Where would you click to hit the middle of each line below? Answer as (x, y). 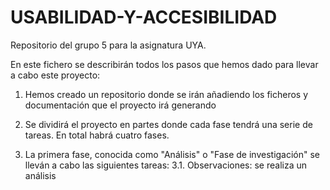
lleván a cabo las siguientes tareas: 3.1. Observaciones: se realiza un (166, 165)
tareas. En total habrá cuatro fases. (97, 135)
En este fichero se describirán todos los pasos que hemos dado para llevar (164, 64)
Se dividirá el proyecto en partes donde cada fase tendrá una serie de (168, 124)
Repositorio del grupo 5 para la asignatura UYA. (108, 45)
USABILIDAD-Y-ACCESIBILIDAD (144, 17)
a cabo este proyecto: (55, 75)
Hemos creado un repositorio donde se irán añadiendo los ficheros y (166, 94)
